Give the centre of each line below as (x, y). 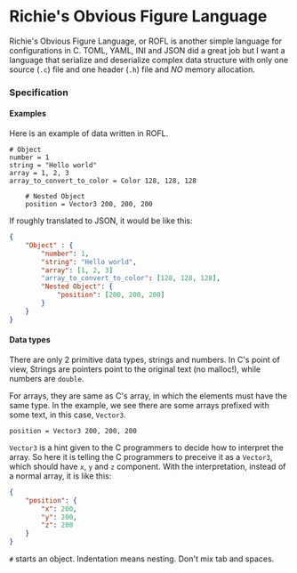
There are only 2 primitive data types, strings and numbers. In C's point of (144, 359)
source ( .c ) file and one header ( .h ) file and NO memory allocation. (132, 69)
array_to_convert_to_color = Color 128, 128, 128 (103, 181)
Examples (28, 114)
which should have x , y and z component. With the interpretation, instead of (148, 466)
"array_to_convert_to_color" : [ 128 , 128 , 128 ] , (131, 278)
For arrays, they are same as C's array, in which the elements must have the (148, 395)
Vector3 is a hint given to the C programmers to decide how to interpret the (147, 448)
